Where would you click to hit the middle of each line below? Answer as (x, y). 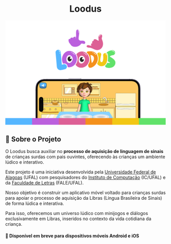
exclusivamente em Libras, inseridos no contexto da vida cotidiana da (78, 219)
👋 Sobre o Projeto (33, 139)
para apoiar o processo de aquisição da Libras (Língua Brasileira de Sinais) (84, 198)
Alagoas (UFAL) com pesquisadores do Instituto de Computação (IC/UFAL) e (85, 177)
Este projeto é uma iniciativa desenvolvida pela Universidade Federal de (81, 172)
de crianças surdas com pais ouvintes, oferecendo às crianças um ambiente (85, 157)
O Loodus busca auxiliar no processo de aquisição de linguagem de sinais (84, 151)
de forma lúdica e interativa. (35, 203)
